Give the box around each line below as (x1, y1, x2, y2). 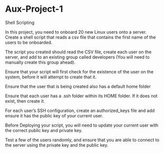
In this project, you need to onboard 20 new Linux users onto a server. (5, 29, 147, 35)
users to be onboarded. (5, 39, 52, 45)
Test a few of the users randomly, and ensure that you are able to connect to (5, 137, 160, 143)
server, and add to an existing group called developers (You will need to (5, 54, 150, 60)
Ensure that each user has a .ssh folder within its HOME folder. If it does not (5, 93, 158, 99)
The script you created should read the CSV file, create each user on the (5, 49, 152, 55)
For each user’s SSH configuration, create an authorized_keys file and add (5, 108, 155, 113)
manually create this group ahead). (5, 59, 76, 65)
